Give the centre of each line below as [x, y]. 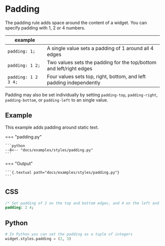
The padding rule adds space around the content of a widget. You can [76, 23]
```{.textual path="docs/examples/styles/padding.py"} [62, 172]
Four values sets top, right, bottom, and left [96, 76]
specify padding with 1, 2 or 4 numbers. [45, 27]
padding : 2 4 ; [20, 208]
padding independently [74, 82]
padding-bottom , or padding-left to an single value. [57, 100]
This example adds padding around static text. [52, 127]
